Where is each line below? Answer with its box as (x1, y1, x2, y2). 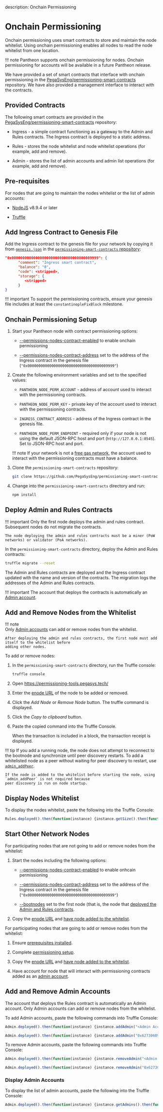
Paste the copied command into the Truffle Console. (12, 723, 116, 729)
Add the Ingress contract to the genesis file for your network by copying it (5, 241, 153, 247)
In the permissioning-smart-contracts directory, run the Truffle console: (12, 663, 156, 668)
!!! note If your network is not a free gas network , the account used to (12, 450, 151, 456)
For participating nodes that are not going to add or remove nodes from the (5, 843, 155, 848)
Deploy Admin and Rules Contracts (5, 506, 113, 514)
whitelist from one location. (5, 47, 60, 53)
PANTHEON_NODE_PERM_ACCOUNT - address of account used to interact (19, 387, 152, 393)
